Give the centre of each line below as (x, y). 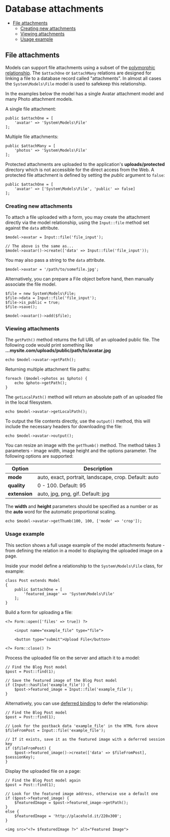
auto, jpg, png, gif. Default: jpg (74, 494)
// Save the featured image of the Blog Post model (61, 680)
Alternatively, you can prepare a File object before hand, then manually (80, 279)
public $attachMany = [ (31, 146)
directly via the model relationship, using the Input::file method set (77, 222)
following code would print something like (49, 345)
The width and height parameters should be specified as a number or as (82, 507)
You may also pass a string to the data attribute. (55, 260)
